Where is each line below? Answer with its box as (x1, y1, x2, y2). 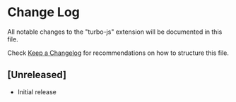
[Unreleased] (7, 69, 67, 81)
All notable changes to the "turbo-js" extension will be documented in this (7, 27, 223, 36)
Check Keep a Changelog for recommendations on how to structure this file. (7, 49, 230, 57)
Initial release (17, 87, 57, 96)
